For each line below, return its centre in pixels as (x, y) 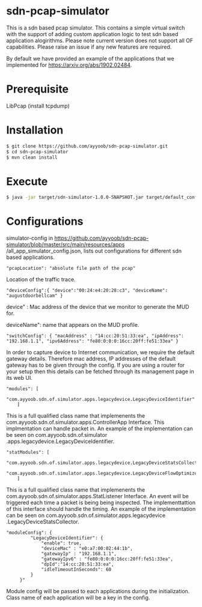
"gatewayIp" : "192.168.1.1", (79, 554)
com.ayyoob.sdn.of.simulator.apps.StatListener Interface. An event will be (98, 496)
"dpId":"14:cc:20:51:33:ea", (78, 564)
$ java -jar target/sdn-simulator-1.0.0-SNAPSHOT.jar (75, 197)
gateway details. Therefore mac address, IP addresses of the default (91, 359)
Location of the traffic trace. (41, 279)
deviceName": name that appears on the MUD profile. (73, 325)
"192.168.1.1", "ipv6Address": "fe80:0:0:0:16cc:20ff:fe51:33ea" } (93, 341)
